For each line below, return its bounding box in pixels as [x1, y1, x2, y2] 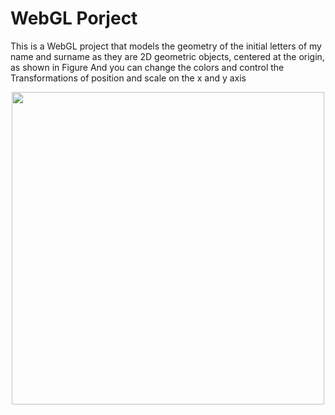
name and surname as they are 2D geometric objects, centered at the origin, [10, 50, 325, 62]
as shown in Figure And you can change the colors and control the [10, 61, 285, 73]
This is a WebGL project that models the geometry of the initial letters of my [10, 40, 322, 52]
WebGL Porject [10, 7, 138, 30]
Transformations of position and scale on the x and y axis [10, 72, 247, 84]
